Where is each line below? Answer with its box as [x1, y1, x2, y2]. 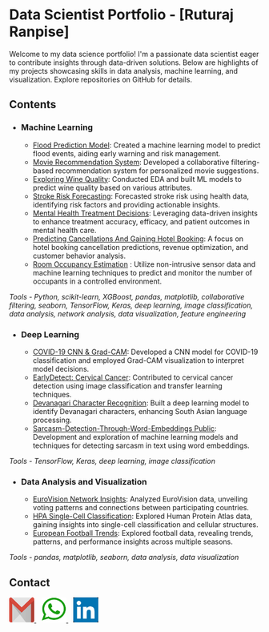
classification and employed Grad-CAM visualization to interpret [32, 355, 244, 365]
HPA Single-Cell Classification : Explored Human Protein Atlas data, [32, 511, 253, 521]
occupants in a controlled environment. [32, 276, 163, 286]
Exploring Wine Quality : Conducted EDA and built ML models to [32, 174, 243, 183]
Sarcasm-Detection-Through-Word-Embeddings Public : [32, 423, 217, 433]
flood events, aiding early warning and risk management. [32, 148, 221, 158]
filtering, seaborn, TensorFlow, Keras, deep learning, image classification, [9, 300, 253, 310]
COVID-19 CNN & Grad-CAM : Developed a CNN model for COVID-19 [32, 347, 259, 356]
